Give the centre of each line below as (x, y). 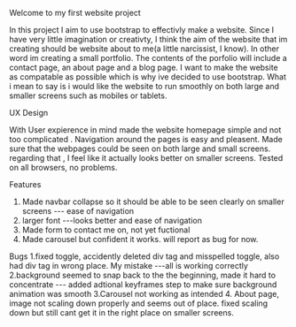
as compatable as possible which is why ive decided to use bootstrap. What (148, 77)
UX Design (29, 113)
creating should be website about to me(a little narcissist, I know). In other (144, 49)
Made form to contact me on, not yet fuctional (106, 230)
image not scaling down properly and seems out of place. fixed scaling (139, 303)
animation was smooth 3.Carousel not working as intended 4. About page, (144, 294)
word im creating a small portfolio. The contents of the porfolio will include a (148, 58)
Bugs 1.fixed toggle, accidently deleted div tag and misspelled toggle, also (144, 256)
